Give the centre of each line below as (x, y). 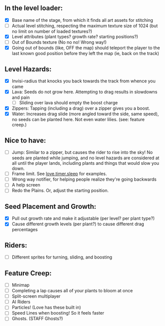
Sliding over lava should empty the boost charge (68, 103)
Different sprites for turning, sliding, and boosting (62, 257)
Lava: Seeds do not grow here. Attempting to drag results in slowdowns (84, 92)
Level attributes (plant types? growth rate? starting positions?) (75, 36)
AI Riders (21, 302)
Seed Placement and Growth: (51, 206)
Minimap (21, 285)
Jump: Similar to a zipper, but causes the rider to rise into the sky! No (82, 152)
